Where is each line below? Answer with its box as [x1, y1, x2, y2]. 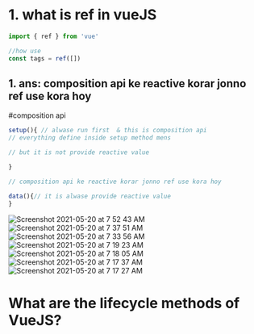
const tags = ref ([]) [8, 54, 81, 62]
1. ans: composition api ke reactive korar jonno [8, 77, 247, 90]
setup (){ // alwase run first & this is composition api [8, 127, 207, 135]
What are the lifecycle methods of [8, 294, 240, 312]
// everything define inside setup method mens [8, 134, 172, 142]
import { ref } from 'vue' [8, 32, 99, 40]
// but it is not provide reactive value [8, 148, 150, 157]
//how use [8, 47, 42, 55]
